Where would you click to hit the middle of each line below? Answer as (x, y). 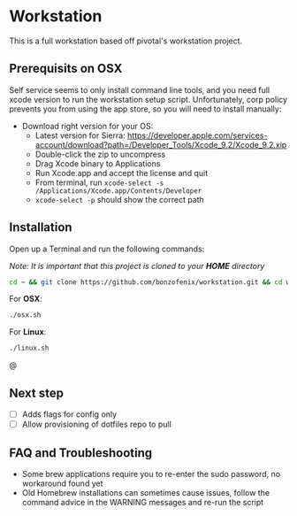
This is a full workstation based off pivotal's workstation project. (126, 41)
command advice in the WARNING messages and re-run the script (143, 502)
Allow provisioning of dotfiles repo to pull (97, 424)
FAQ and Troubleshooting (81, 453)
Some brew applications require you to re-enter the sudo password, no (151, 474)
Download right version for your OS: (88, 126)
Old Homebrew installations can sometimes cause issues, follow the (146, 492)
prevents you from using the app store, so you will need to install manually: (145, 109)
